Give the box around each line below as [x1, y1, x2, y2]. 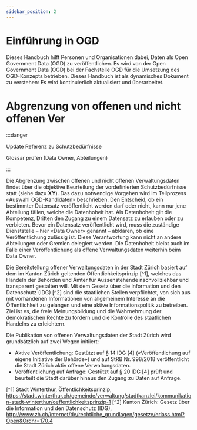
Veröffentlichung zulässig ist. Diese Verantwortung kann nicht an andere [6, 234, 182, 241]
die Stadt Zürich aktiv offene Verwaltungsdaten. [14, 362, 131, 369]
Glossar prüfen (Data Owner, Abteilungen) [6, 154, 108, 161]
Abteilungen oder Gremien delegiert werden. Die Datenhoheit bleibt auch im [6, 239, 190, 247]
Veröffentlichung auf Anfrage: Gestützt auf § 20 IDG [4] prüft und [14, 368, 173, 375]
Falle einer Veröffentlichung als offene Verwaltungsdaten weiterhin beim [6, 246, 181, 253]
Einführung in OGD [6, 34, 100, 47]
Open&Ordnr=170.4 [6, 417, 53, 424]
